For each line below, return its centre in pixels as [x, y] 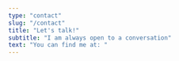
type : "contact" [35, 15]
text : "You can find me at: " [58, 45]
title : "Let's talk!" [44, 30]
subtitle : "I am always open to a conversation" [90, 38]
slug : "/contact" [37, 23]
